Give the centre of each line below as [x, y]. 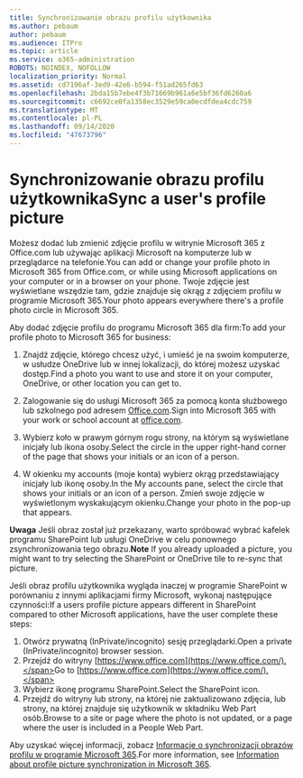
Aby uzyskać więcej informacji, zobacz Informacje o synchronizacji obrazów [151, 745]
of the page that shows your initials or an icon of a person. [131, 456]
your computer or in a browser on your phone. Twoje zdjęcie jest [129, 281]
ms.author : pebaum [44, 26]
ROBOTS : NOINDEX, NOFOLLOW [60, 69]
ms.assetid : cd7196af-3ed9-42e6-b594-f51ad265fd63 [106, 85]
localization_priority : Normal [68, 77]
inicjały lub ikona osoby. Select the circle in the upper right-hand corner [154, 446]
